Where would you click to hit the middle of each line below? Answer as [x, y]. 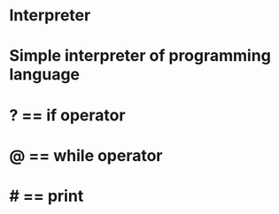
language [45, 75]
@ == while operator [86, 155]
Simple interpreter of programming [140, 56]
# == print [46, 196]
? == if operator [67, 115]
